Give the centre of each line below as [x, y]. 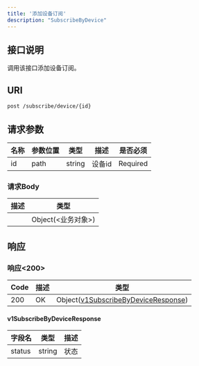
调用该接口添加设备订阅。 [44, 68]
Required [133, 163]
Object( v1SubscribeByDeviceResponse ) [122, 299]
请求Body [23, 186]
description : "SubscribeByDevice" [57, 20]
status [21, 351]
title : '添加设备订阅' [37, 14]
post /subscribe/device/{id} [49, 106]
